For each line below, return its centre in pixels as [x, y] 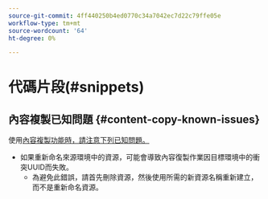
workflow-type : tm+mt [45, 23]
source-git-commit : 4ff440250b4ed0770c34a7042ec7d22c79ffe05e [115, 16]
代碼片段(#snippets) [76, 87]
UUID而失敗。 [50, 167]
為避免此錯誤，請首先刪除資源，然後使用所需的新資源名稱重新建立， [145, 177]
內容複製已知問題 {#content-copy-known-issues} [134, 119]
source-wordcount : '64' [48, 30]
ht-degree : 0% [32, 38]
